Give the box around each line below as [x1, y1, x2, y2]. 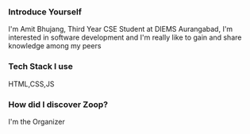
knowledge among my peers [8, 41, 102, 51]
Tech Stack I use [8, 61, 73, 72]
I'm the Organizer [8, 117, 65, 126]
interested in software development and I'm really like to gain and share [8, 33, 242, 42]
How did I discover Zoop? [8, 98, 109, 109]
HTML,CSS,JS [8, 78, 55, 89]
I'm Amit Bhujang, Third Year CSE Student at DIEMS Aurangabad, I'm [8, 25, 233, 34]
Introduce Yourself [8, 6, 82, 17]
